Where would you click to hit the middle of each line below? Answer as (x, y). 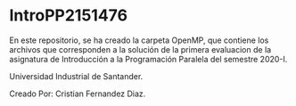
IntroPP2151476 (68, 16)
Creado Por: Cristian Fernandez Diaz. (78, 94)
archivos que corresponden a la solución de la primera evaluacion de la (140, 49)
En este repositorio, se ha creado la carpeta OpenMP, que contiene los (139, 40)
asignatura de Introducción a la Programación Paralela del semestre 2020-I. (148, 59)
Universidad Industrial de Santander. (76, 76)
